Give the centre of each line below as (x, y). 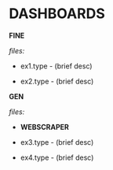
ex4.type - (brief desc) (57, 157)
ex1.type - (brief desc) (56, 66)
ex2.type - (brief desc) (57, 81)
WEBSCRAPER (45, 127)
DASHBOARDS (57, 14)
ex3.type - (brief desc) (57, 142)
